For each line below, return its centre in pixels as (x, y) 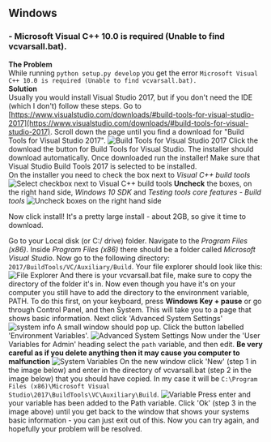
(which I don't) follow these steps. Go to (75, 105)
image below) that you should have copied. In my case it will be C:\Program (133, 378)
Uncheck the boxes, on (213, 183)
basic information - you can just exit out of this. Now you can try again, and (134, 420)
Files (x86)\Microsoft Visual (59, 386)
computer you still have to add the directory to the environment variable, (129, 292)
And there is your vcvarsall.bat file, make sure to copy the (156, 275)
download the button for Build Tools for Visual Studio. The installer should (131, 148)
